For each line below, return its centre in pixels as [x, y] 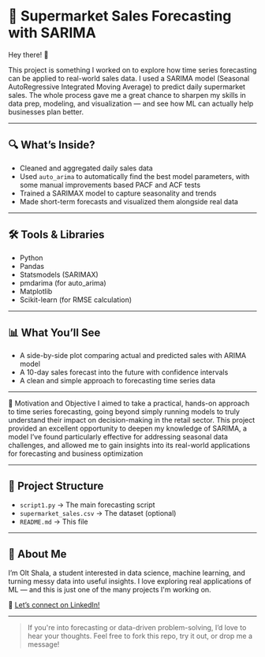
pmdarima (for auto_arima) [63, 282]
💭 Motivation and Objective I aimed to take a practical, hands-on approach [129, 403]
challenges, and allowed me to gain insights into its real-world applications [129, 446]
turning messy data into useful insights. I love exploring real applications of [130, 581]
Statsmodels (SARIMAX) [59, 274]
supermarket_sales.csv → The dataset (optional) [98, 513]
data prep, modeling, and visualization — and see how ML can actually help [131, 103]
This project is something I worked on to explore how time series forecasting [132, 69]
